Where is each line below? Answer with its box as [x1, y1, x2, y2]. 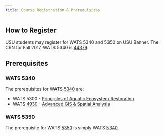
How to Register [5, 26, 57, 35]
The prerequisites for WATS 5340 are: [5, 86, 84, 92]
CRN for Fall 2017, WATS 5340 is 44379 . [5, 45, 89, 51]
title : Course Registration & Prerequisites [5, 7, 100, 13]
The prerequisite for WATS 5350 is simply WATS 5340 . [5, 125, 119, 131]
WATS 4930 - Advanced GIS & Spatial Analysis [12, 101, 110, 107]
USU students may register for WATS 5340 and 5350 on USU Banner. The [5, 39, 159, 45]
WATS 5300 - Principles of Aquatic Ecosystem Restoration [12, 96, 135, 102]
